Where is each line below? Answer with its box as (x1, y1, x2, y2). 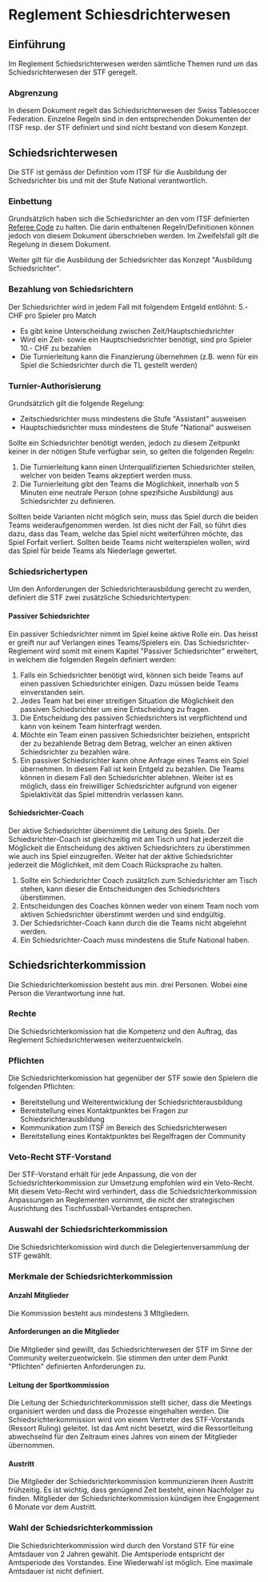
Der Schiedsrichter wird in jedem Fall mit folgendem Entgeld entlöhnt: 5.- (8, 302, 248, 311)
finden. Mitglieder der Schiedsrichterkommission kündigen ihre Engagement (8, 1494, 260, 1503)
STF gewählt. (8, 1251, 52, 1260)
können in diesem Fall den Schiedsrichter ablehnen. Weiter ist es (19, 772, 234, 782)
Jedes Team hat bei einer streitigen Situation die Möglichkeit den (19, 696, 234, 706)
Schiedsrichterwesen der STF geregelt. (8, 67, 138, 77)
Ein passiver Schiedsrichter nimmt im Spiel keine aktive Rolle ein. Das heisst (8, 628, 258, 639)
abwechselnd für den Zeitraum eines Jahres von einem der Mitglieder (8, 1432, 238, 1442)
